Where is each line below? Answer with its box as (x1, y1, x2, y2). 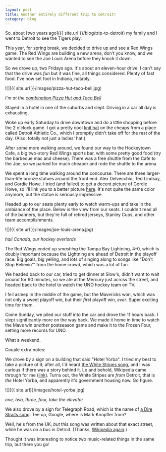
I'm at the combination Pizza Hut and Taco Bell (5, 95, 102, 101)
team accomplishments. (5, 217, 54, 223)
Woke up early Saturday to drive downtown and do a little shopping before (5, 120, 157, 126)
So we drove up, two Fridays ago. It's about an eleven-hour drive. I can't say (5, 65, 161, 71)
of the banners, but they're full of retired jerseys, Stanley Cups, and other (5, 212, 155, 218)
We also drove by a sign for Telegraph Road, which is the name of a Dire (5, 406, 153, 412)
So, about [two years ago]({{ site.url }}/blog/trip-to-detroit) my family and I (5, 30, 158, 36)
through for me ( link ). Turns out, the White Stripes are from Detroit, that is (5, 372, 155, 378)
